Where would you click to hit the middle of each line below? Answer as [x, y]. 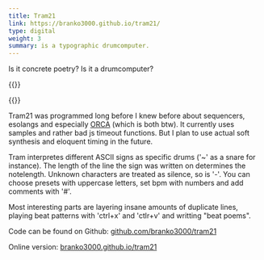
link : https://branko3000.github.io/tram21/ [84, 23]
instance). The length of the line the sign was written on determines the [127, 166]
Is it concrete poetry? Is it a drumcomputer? [81, 69]
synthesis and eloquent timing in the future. [81, 141]
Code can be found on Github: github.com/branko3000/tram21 [113, 232]
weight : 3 [25, 38]
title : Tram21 [32, 16]
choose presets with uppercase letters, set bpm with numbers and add [126, 183]
